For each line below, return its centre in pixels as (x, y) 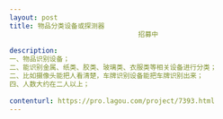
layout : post (34, 17)
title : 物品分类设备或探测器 (57, 26)
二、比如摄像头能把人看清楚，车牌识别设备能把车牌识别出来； (107, 76)
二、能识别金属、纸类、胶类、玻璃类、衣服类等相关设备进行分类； (113, 68)
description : (34, 51)
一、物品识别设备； (40, 59)
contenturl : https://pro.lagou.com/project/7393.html (112, 101)
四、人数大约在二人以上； (49, 84)
